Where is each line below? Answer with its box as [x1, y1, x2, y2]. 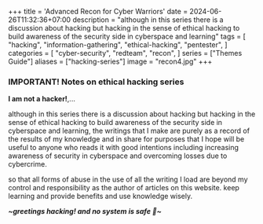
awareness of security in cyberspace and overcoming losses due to [8, 151, 228, 160]
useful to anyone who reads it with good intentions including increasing [8, 143, 239, 152]
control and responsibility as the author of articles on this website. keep [8, 183, 239, 193]
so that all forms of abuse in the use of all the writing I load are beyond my [8, 174, 249, 184]
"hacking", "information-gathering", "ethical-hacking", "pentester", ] [8, 40, 228, 50]
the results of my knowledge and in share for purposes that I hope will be [8, 134, 245, 144]
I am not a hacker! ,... [8, 94, 76, 104]
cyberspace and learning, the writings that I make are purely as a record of [8, 126, 250, 136]
